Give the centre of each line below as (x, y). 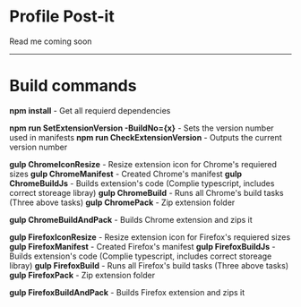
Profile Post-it (62, 17)
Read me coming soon (51, 41)
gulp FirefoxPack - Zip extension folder (82, 275)
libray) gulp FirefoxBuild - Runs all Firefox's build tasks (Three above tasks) (149, 265)
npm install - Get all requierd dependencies (90, 110)
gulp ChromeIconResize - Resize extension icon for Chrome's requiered (143, 164)
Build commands (73, 86)
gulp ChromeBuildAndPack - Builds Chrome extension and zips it (131, 219)
